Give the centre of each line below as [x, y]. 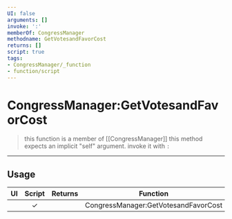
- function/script [33, 71]
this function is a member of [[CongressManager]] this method [113, 139]
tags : [15, 59]
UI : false [21, 13]
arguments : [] [28, 20]
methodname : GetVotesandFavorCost [57, 39]
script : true [26, 52]
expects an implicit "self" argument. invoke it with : [97, 146]
